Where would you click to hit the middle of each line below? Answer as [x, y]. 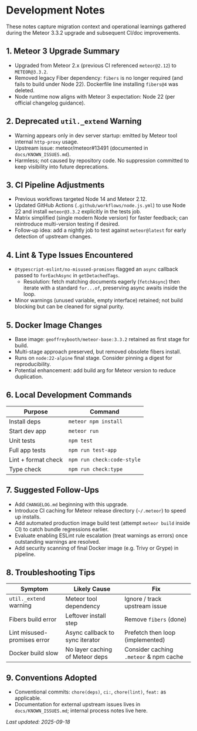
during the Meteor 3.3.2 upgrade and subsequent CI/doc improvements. [93, 32]
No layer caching [89, 649]
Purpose [36, 412]
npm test [80, 440]
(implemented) [145, 640]
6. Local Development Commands [69, 395]
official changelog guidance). [50, 103]
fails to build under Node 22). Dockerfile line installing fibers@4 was [96, 84]
